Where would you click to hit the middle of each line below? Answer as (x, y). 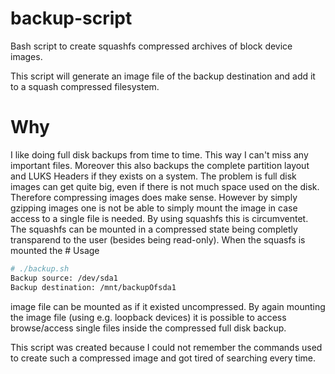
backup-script (71, 18)
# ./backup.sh (40, 268)
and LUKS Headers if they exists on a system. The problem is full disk (153, 176)
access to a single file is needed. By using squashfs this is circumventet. (159, 218)
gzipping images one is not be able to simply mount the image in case (154, 208)
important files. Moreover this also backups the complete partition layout (160, 165)
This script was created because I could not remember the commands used (166, 347)
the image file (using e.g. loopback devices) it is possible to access (148, 317)
